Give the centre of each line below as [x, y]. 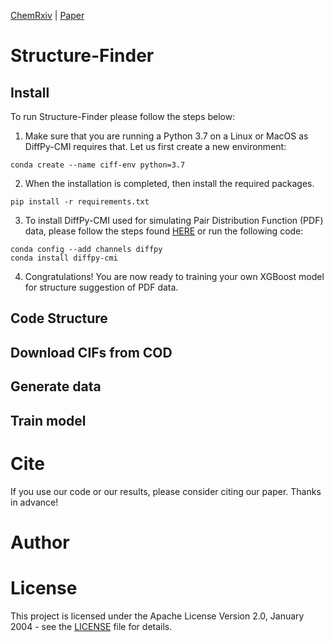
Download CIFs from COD [91, 352]
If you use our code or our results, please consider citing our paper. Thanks [166, 491]
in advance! [34, 502]
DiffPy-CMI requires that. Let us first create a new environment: [155, 146]
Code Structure [59, 318]
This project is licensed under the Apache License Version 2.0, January [157, 616]
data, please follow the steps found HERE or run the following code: [164, 231]
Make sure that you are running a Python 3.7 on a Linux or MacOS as [166, 136]
